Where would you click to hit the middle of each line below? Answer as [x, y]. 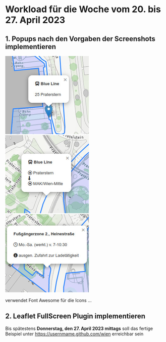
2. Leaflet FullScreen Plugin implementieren [75, 316]
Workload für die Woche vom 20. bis [83, 9]
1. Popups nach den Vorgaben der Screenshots [80, 39]
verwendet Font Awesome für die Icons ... [48, 300]
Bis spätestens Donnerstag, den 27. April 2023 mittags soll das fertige [79, 328]
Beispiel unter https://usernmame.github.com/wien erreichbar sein [74, 334]
